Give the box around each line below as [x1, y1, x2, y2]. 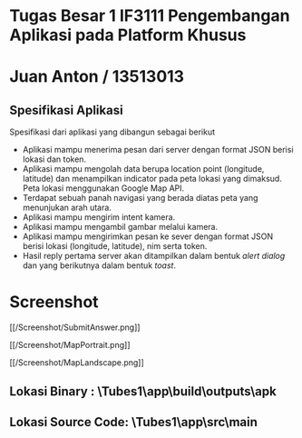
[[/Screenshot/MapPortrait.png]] [9, 340, 131, 351]
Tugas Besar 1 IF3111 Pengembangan [9, 5, 290, 26]
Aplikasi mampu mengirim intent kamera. [22, 212, 176, 223]
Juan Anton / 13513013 [9, 66, 184, 87]
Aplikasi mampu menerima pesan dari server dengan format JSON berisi [22, 144, 294, 155]
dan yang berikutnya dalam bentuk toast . [22, 260, 177, 271]
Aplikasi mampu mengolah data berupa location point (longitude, [22, 164, 265, 174]
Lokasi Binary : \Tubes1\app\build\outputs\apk [9, 383, 277, 399]
